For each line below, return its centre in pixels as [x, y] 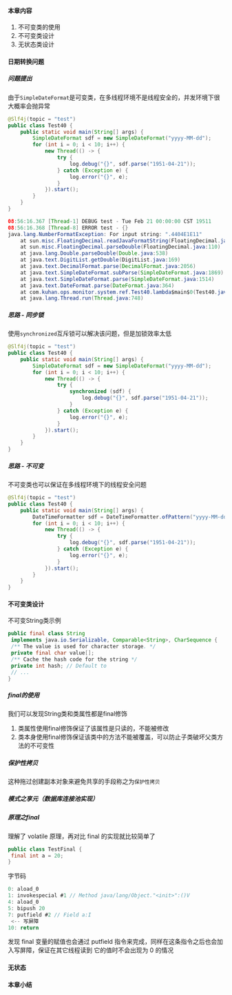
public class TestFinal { [45, 849]
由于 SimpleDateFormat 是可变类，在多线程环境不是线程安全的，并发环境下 [111, 97]
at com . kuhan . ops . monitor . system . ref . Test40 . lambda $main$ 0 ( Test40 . [119, 292]
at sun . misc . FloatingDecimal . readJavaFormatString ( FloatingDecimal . [120, 241]
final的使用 [24, 695]
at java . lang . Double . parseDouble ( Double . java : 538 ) [94, 253]
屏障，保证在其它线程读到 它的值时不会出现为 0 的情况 [97, 950]
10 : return [23, 928]
